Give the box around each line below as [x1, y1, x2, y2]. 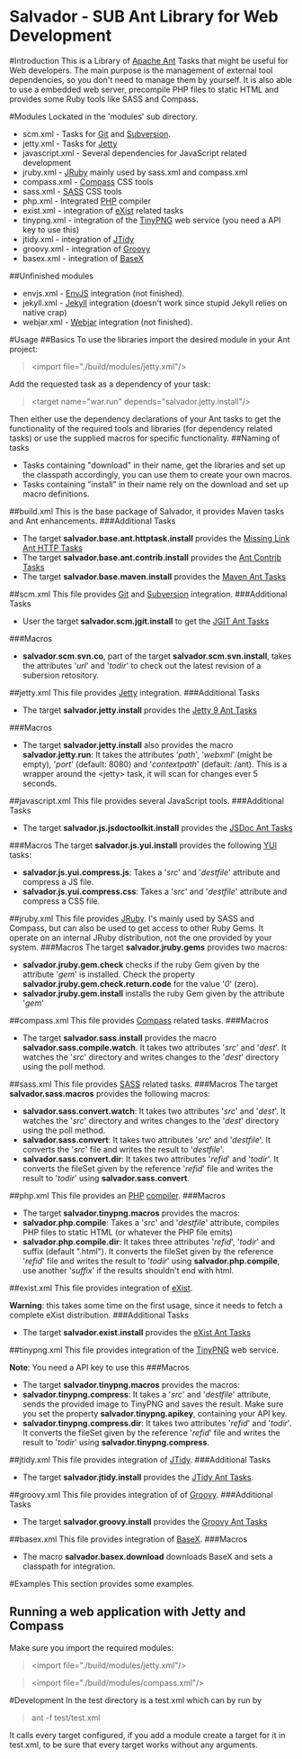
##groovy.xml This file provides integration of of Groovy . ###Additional [9, 1489, 273, 1499]
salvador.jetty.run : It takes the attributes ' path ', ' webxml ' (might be [22, 749, 272, 760]
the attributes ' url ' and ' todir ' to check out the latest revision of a [22, 660, 262, 670]
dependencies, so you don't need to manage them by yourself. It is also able [9, 74, 292, 85]
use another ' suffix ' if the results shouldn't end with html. [22, 1264, 235, 1276]
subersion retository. [22, 670, 100, 680]
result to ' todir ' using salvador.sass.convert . [22, 1172, 191, 1183]
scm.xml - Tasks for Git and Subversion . [22, 128, 171, 139]
